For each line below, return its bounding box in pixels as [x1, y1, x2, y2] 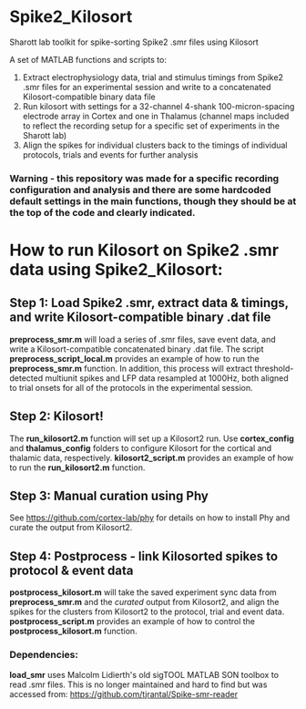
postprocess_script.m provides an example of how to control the [9, 616, 255, 627]
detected [9, 372, 44, 384]
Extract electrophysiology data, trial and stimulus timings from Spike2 [22, 71, 284, 83]
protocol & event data [9, 562, 134, 578]
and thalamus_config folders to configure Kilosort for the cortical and [9, 442, 272, 453]
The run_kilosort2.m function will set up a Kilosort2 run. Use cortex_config [9, 433, 294, 444]
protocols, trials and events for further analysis [22, 149, 199, 160]
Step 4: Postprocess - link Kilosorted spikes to [9, 549, 279, 564]
